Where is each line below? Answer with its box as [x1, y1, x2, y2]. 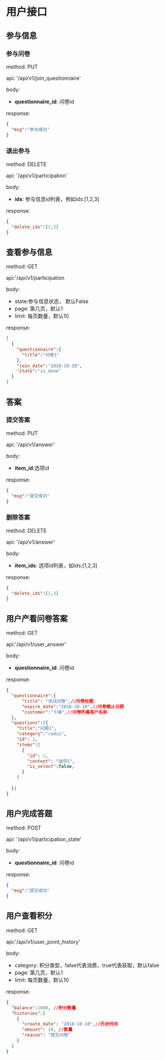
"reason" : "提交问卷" [21, 1032, 71, 1038]
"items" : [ [16, 742, 41, 748]
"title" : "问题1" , [16, 725, 57, 732]
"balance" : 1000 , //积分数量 [11, 1005, 76, 1011]
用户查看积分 [6, 911, 53, 921]
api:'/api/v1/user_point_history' [6, 938, 81, 945]
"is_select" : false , [27, 763, 75, 770]
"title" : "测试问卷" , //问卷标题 [21, 698, 94, 704]
